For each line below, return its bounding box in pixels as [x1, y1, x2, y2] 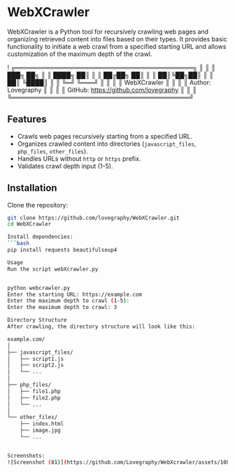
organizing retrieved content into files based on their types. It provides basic [7, 34, 227, 43]
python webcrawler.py [7, 285, 71, 292]
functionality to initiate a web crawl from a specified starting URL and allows [7, 42, 227, 50]
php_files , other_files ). [17, 146, 89, 155]
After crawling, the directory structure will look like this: [7, 323, 196, 330]
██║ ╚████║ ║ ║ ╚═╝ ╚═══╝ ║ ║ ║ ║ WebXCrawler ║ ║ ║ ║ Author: [7, 78, 211, 86]
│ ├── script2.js [7, 362, 64, 369]
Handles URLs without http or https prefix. [17, 154, 141, 163]
